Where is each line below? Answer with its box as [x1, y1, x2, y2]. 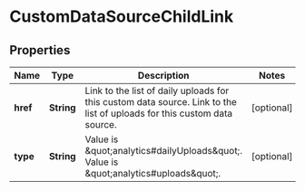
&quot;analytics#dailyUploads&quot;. [84, 145, 243, 157]
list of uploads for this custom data [84, 107, 233, 119]
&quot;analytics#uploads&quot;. [84, 167, 221, 179]
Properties [9, 43, 71, 58]
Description [137, 70, 190, 81]
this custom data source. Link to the [84, 96, 238, 108]
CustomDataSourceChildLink [9, 6, 234, 27]
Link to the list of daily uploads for [84, 84, 230, 97]
